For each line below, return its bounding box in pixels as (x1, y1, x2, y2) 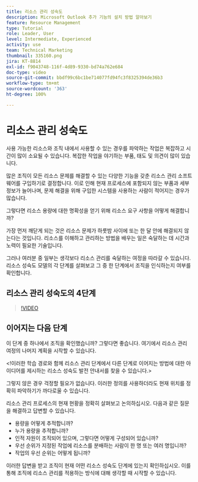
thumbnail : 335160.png (6, 53, 62, 59)
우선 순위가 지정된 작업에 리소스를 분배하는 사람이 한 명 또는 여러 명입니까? (14, 442, 187, 449)
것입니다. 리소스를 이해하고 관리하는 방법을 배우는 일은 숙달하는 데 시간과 (21, 234, 190, 241)
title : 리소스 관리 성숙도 (6, 8, 63, 15)
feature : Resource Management (6, 20, 81, 25)
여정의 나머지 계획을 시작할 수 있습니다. (6, 347, 97, 355)
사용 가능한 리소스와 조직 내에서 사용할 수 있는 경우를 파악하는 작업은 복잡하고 (6, 145, 185, 152)
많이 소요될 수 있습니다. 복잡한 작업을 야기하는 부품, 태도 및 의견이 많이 (17, 152, 180, 159)
